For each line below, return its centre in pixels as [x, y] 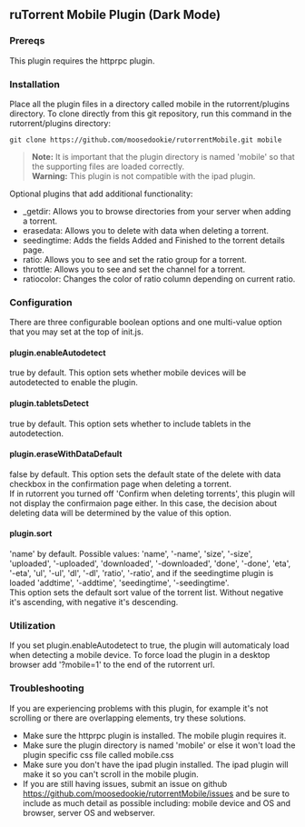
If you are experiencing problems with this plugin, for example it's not [139, 708]
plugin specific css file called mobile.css [98, 754]
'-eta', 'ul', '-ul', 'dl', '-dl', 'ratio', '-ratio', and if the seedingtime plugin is [142, 573]
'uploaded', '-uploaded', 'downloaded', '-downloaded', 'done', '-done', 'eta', [150, 563]
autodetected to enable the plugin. [74, 383]
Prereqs [27, 41]
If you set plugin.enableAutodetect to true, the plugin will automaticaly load [149, 645]
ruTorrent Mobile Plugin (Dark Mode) [115, 15]
